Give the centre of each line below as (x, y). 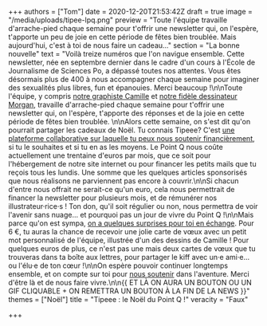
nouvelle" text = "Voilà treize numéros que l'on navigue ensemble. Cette (126, 54)
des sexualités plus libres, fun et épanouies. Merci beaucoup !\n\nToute (126, 88)
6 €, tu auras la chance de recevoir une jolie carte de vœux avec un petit (128, 232)
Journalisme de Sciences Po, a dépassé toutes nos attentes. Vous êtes (125, 71)
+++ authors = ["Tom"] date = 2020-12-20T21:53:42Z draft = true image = (131, 12)
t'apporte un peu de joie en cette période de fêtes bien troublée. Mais (122, 37)
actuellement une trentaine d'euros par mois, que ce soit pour (110, 155)
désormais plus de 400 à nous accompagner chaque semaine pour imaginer (134, 79)
